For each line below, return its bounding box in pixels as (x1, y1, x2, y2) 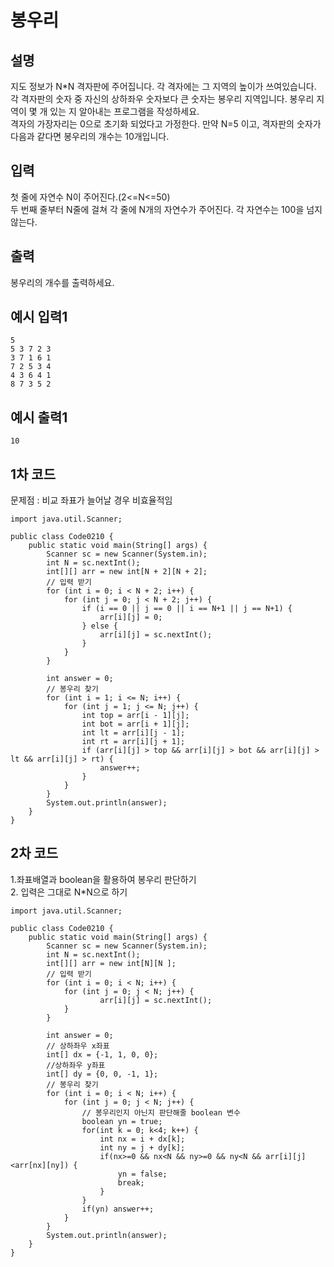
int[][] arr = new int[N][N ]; (46, 958, 177, 968)
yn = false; (117, 1169, 168, 1179)
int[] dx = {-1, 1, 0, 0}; (46, 1049, 159, 1060)
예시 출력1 (10, 409, 68, 426)
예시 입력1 (10, 309, 68, 326)
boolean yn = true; (81, 1116, 163, 1126)
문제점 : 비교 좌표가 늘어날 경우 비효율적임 (10, 494, 173, 506)
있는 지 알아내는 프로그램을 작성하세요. (49, 106, 200, 117)
